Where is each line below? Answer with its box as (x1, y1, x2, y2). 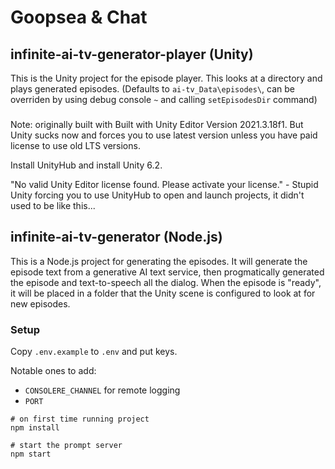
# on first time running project (10, 414, 150, 425)
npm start (10, 449, 52, 460)
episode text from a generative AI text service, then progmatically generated (10, 266, 325, 278)
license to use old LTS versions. (10, 139, 141, 151)
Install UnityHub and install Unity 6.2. (10, 159, 163, 171)
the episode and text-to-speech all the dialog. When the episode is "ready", (10, 276, 322, 288)
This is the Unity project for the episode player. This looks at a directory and (10, 72, 323, 84)
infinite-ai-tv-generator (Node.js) (10, 229, 223, 246)
